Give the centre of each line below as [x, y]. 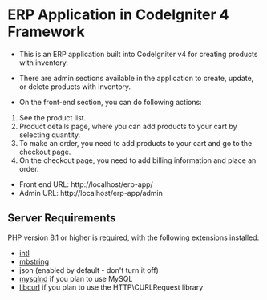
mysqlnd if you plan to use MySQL [76, 278]
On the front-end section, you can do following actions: [110, 102]
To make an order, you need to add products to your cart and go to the [136, 143]
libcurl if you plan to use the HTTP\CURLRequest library [111, 287]
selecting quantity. [50, 135]
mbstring [34, 261]
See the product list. [53, 117]
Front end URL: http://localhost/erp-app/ [86, 184]
